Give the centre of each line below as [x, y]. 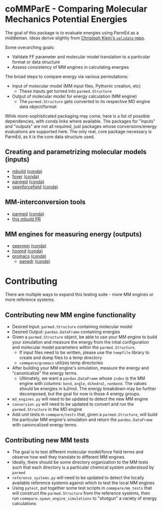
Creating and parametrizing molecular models [76, 152]
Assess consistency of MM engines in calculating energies [70, 67]
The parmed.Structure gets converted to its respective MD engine [85, 101]
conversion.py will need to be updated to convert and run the [73, 404]
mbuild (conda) [27, 171]
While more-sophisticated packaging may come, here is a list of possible [77, 116]
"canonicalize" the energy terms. [45, 373]
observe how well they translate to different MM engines [68, 457]
